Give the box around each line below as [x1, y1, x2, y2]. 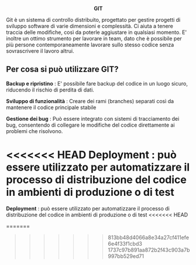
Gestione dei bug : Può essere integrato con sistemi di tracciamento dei [6, 115, 180, 122]
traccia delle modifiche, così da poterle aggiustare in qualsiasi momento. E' [6, 29, 187, 36]
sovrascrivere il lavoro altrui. [6, 47, 74, 55]
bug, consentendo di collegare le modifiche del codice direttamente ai [6, 121, 175, 128]
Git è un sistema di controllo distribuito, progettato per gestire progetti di [6, 16, 181, 23]
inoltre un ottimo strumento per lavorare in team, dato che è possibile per [6, 35, 183, 42]
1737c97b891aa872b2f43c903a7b [108, 246, 190, 253]
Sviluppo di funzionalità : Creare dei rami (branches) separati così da [6, 97, 174, 104]
